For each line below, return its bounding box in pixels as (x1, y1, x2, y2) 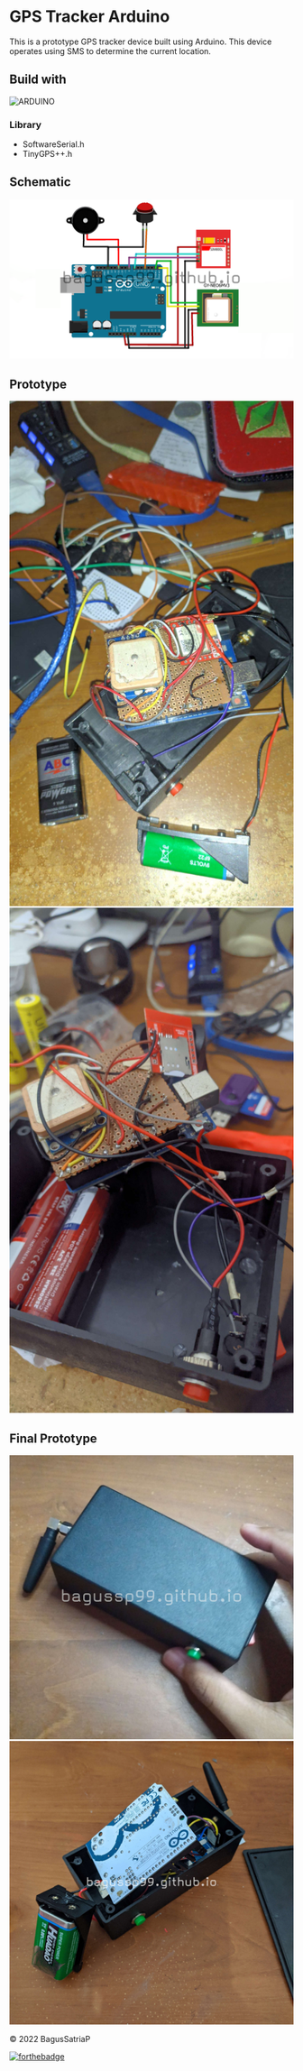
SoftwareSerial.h (22, 139, 85, 150)
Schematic (9, 174, 71, 190)
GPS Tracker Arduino (9, 6, 170, 27)
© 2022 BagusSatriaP (9, 2034, 91, 2045)
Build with (9, 72, 67, 87)
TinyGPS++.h (22, 149, 73, 160)
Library (9, 118, 42, 131)
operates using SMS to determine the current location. (9, 45, 212, 56)
